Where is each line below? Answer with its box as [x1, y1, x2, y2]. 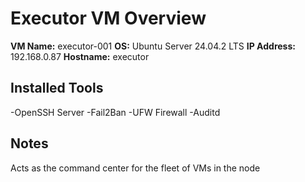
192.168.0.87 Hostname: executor [10, 50, 150, 62]
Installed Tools [10, 80, 104, 97]
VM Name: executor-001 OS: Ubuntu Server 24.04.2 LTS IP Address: [10, 40, 296, 52]
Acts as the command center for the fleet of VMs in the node [10, 162, 261, 174]
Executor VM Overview [10, 7, 207, 30]
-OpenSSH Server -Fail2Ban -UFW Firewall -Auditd [10, 106, 221, 118]
